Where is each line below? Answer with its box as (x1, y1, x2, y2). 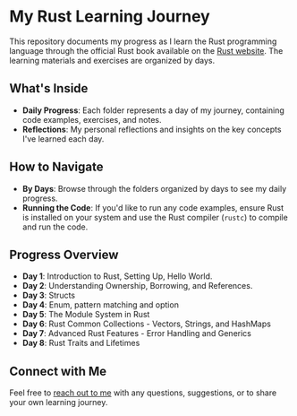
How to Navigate (9, 160, 105, 175)
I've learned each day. (21, 133, 105, 144)
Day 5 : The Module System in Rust (21, 309, 150, 320)
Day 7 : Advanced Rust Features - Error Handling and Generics (21, 328, 252, 339)
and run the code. (21, 221, 89, 232)
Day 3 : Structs (21, 290, 76, 301)
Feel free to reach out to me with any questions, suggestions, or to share (9, 387, 277, 398)
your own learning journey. (9, 397, 108, 408)
